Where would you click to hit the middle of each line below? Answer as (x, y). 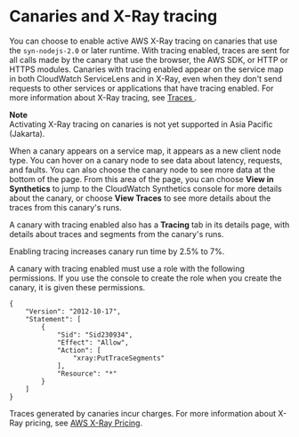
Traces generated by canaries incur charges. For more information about (143, 413)
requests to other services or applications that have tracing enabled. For (141, 88)
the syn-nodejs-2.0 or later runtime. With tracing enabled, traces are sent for (149, 50)
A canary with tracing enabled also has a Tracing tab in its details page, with (149, 225)
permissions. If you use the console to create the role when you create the (145, 278)
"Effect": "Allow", (93, 342)
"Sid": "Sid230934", (95, 335)
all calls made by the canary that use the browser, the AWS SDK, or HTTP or (149, 60)
